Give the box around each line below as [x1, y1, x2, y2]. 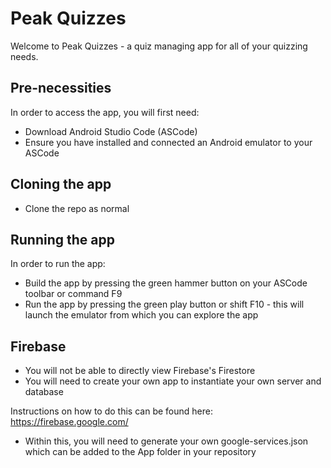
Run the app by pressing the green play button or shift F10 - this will [24, 298, 305, 311]
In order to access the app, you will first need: [10, 106, 200, 118]
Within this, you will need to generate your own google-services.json [24, 435, 309, 447]
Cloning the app [10, 176, 112, 193]
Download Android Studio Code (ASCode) [24, 125, 198, 137]
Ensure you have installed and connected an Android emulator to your [24, 136, 313, 148]
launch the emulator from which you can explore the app [24, 309, 259, 321]
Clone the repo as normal [24, 202, 130, 214]
